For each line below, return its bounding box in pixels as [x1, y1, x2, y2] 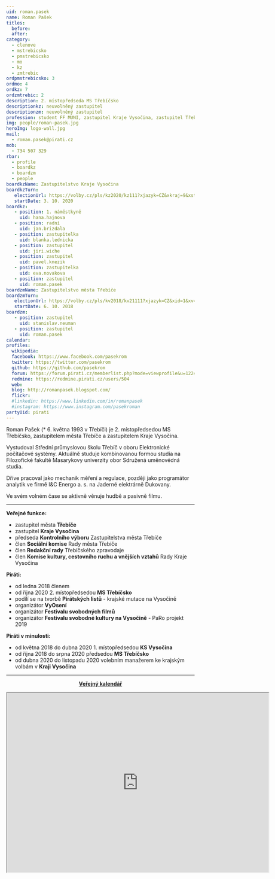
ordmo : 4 [6, 81, 28, 87]
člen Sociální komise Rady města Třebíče [14, 540, 118, 548]
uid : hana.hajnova [19, 215, 66, 221]
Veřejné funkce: [6, 509, 47, 516]
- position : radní [14, 220, 60, 226]
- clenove [11, 42, 36, 48]
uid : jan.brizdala [19, 226, 66, 232]
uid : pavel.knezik [19, 259, 66, 265]
